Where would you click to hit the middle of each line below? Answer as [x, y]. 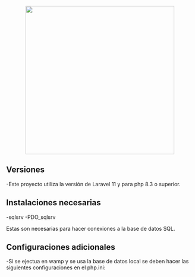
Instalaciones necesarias [54, 203]
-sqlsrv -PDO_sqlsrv [31, 217]
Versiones [26, 170]
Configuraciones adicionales [61, 247]
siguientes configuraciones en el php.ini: [56, 268]
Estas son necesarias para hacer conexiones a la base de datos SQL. [91, 228]
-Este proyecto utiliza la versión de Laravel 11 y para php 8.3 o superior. [93, 184]
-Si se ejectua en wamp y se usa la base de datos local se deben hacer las [97, 262]
